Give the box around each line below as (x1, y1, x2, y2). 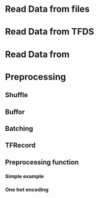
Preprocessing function (5, 158, 79, 166)
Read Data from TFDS (5, 26, 95, 38)
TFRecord (5, 141, 36, 150)
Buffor (5, 108, 25, 116)
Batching (5, 124, 33, 133)
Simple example (5, 173, 44, 180)
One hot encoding (5, 186, 49, 193)
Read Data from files (5, 3, 90, 15)
